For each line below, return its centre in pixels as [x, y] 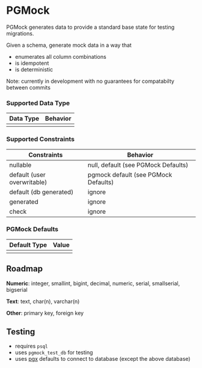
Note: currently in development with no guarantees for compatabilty [90, 81]
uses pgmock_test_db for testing [54, 352]
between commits [29, 87]
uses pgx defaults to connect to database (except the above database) [103, 359]
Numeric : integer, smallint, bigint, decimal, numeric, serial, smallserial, [93, 283]
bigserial [17, 289]
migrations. [20, 33]
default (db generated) [41, 192]
